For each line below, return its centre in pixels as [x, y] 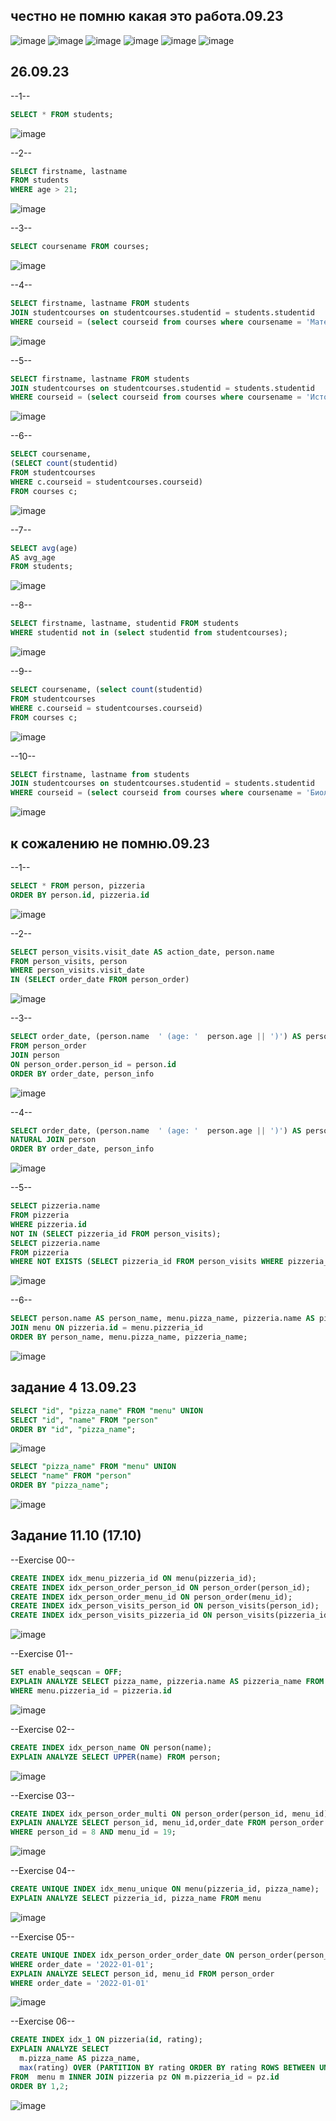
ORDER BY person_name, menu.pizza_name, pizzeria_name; [129, 1337]
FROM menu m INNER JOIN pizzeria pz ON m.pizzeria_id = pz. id [145, 2077]
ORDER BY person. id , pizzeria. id [80, 895]
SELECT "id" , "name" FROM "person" [84, 1420]
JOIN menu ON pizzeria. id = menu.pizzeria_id [106, 1328]
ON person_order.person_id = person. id [93, 1064]
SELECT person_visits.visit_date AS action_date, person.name [142, 952]
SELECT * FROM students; [62, 114]
